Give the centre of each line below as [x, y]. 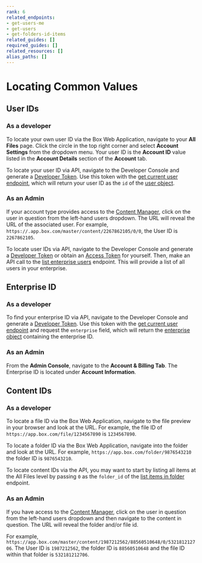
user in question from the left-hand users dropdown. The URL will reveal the [101, 218]
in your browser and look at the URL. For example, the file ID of [84, 428]
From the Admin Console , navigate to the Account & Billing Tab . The [92, 365]
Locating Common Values [72, 87]
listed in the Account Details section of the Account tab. [77, 158]
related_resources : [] [35, 51]
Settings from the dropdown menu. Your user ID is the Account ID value [96, 152]
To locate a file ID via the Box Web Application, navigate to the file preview [99, 421]
